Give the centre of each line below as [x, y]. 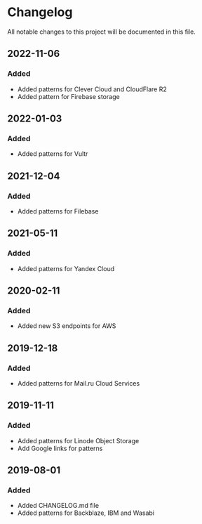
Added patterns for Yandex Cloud [66, 268]
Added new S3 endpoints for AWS [67, 326]
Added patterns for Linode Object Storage [78, 440]
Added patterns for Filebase [58, 211]
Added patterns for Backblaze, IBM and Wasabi [86, 513]
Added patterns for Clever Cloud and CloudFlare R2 [92, 89]
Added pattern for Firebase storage [69, 96]
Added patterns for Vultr [53, 154]
